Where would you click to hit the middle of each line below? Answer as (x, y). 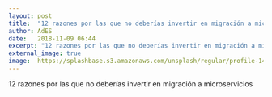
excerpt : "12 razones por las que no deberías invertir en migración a (132, 46)
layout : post (30, 16)
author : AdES (30, 31)
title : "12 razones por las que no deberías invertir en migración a (130, 23)
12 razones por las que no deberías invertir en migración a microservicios (131, 84)
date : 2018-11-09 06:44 (52, 38)
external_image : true (45, 53)
